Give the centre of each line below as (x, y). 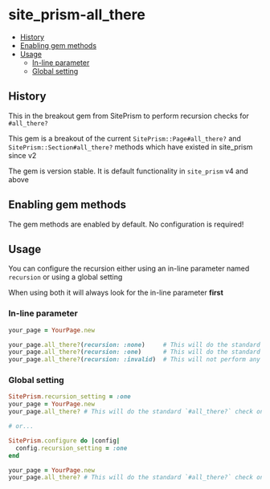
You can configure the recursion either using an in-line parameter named (129, 269)
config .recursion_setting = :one (72, 448)
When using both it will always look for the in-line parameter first (116, 293)
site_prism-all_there (77, 15)
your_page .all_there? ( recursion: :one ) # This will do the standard (135, 352)
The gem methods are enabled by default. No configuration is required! (126, 224)
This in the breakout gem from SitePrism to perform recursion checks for (129, 116)
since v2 (22, 155)
